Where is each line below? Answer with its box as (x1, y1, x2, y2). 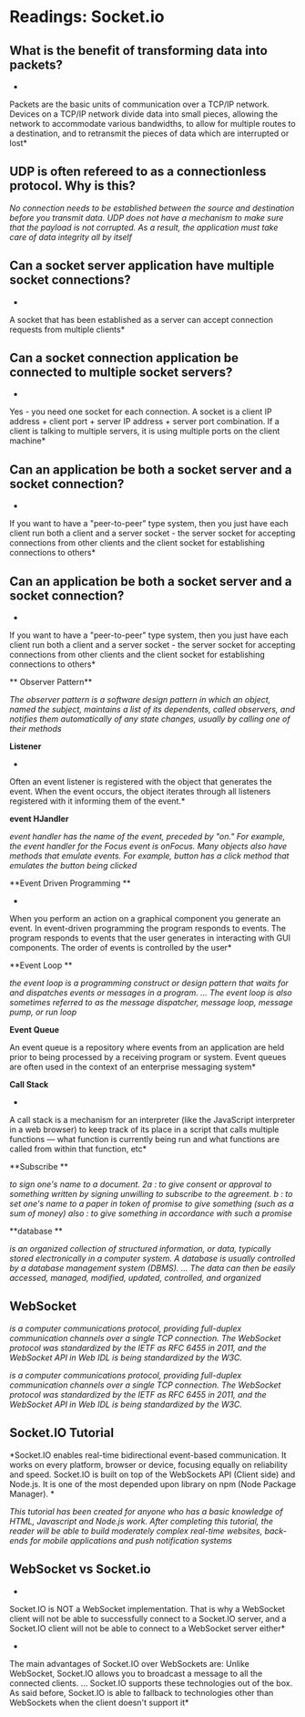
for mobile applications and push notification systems (30, 1535, 232, 1545)
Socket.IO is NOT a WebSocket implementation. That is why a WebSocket (9, 1603, 285, 1614)
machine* (9, 435, 46, 446)
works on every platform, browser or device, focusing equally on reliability (9, 1459, 289, 1470)
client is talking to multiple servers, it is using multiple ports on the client (9, 426, 280, 437)
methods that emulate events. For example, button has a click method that (9, 850, 290, 861)
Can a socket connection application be (9, 350, 239, 366)
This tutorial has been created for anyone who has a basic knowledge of (9, 1505, 284, 1516)
